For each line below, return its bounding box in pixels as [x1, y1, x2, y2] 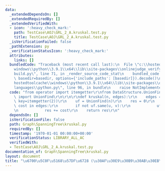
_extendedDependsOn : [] [9, 12, 58, 17]
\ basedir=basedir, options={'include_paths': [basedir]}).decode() [14, 76, 157, 81]
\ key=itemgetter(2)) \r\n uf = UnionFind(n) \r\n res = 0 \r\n [14, 99, 155, 104]
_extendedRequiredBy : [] [9, 16, 60, 21]
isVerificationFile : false [9, 117, 65, 122]
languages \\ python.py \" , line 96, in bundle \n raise [14, 85, 131, 90]
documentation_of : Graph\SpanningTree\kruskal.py [5, 149, 109, 154]
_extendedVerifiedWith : [9, 21, 58, 26]
